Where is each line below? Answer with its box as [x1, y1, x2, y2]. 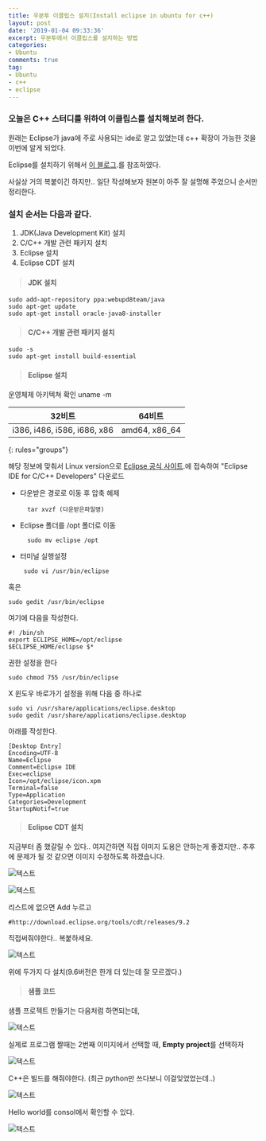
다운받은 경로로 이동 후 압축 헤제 [19, 488, 120, 497]
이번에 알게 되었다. [8, 142, 66, 152]
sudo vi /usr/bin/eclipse [23, 567, 110, 575]
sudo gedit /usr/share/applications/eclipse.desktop [8, 711, 187, 719]
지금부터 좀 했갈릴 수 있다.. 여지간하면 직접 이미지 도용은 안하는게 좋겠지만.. [8, 841, 241, 851]
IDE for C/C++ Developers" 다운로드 [8, 471, 125, 481]
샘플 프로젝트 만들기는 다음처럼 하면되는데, [8, 1006, 141, 1015]
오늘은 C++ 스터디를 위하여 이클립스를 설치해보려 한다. [8, 113, 205, 124]
